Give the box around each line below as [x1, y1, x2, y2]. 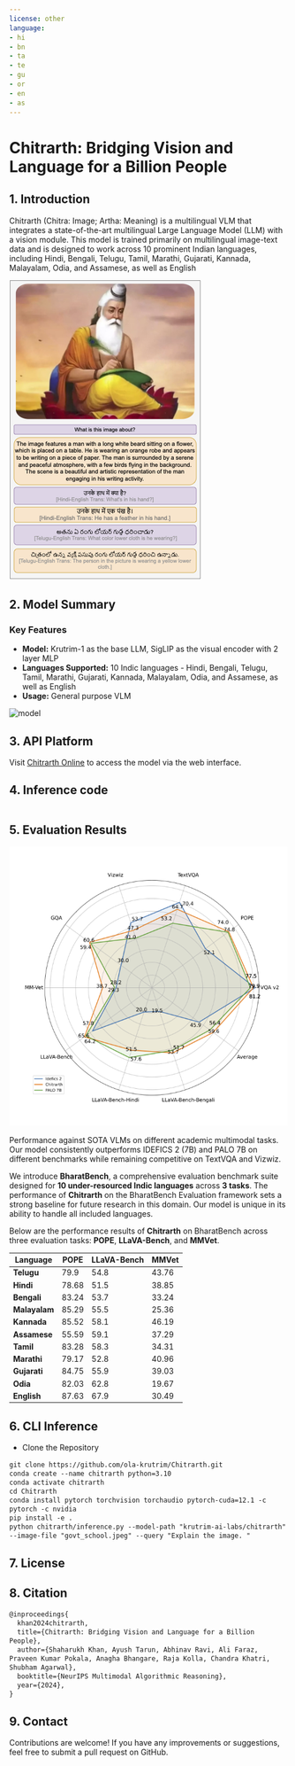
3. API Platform [9, 734, 94, 749]
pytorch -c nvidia [9, 1505, 77, 1514]
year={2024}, [17, 1681, 65, 1690]
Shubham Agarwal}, [9, 1663, 77, 1672]
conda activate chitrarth [9, 1478, 104, 1488]
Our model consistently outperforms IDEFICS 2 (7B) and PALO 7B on [9, 1144, 258, 1155]
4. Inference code [9, 782, 109, 797]
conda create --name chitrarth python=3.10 [9, 1469, 172, 1479]
